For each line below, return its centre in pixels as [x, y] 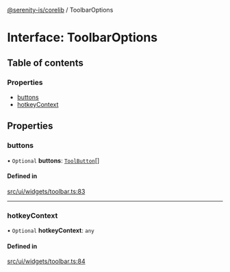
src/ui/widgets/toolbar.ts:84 [46, 261]
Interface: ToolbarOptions [82, 38]
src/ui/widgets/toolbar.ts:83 [46, 191]
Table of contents [45, 63]
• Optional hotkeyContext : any [51, 231]
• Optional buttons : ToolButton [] [53, 160]
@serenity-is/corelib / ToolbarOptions [60, 10]
